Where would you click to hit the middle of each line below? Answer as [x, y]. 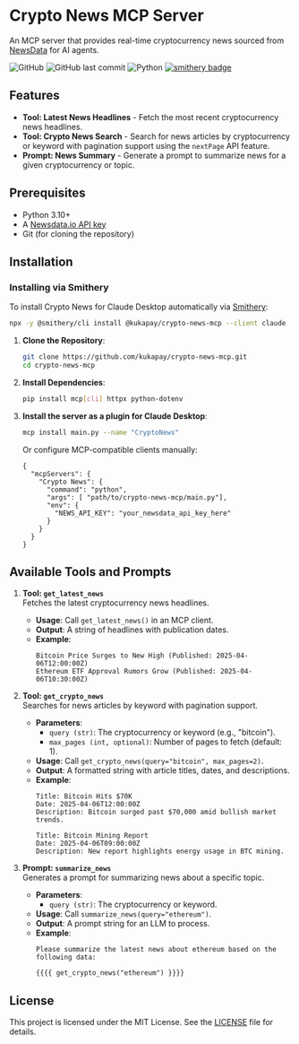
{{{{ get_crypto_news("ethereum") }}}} [110, 973]
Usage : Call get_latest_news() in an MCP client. [124, 621]
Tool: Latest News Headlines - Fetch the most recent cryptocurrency [150, 117]
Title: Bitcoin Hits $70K [84, 796]
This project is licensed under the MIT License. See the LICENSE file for [141, 1022]
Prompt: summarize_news [67, 868]
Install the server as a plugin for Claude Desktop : [115, 416]
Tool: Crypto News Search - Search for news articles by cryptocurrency [156, 136]
